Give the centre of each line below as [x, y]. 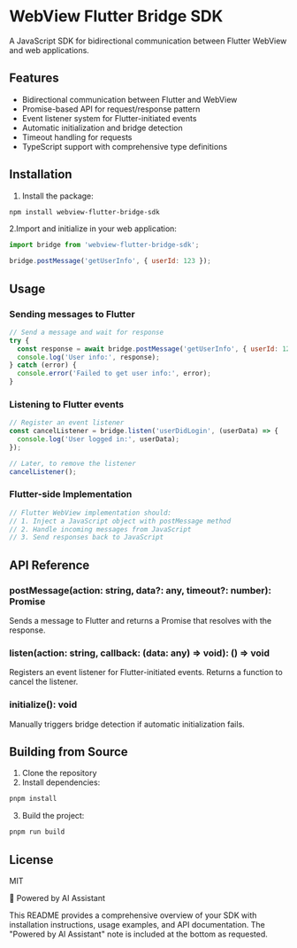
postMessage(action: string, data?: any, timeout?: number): [141, 590]
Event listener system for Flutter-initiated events [109, 118]
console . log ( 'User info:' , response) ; [89, 357]
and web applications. [49, 50]
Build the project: [53, 816]
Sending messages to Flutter [72, 314]
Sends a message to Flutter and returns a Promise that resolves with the [141, 621]
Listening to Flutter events [67, 404]
